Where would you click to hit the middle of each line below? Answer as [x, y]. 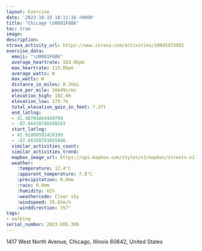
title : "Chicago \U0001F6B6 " [43, 23]
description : [23, 40]
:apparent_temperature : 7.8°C [55, 174]
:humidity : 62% [36, 191]
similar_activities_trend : [45, 152]
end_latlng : [27, 113]
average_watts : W [33, 73]
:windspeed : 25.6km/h [44, 202]
